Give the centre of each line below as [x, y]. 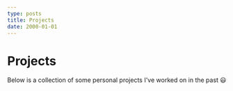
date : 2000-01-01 [32, 26]
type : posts [24, 14]
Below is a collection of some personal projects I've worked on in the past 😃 [117, 80]
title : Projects [31, 20]
